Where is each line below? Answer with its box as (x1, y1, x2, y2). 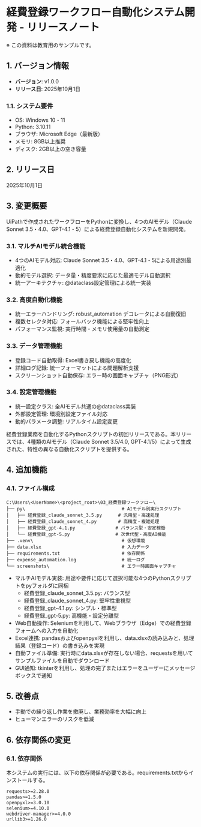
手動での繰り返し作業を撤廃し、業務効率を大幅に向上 (14, 708, 147, 715)
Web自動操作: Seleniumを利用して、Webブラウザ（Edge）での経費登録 (14, 619, 191, 627)
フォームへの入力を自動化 (14, 627, 79, 634)
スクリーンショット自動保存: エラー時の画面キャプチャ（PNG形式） (14, 371, 182, 378)
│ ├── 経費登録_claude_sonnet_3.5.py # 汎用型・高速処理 (6, 512, 160, 518)
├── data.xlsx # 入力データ (6, 544, 150, 550)
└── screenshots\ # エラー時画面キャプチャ (6, 563, 176, 569)
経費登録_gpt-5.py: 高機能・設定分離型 (23, 612, 119, 619)
